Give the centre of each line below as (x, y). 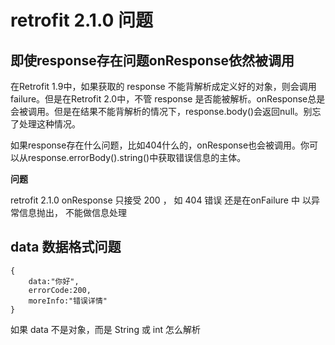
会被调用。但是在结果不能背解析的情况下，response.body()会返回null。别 (161, 111)
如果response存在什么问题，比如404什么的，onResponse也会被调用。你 (160, 145)
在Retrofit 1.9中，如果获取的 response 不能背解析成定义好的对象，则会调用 (163, 86)
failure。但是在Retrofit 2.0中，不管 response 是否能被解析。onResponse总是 (168, 99)
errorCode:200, (60, 290)
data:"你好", (54, 281)
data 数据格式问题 (66, 247)
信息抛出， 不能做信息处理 (72, 212)
